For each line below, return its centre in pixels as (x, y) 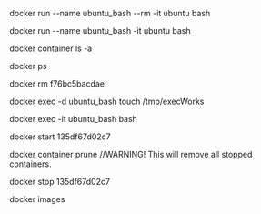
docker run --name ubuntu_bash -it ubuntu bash (100, 31)
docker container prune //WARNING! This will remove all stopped (131, 154)
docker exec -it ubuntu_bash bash (74, 119)
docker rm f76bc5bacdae (57, 84)
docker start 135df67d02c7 (60, 137)
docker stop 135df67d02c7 (60, 182)
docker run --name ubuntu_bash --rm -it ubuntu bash (110, 13)
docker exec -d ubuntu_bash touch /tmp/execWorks (107, 101)
